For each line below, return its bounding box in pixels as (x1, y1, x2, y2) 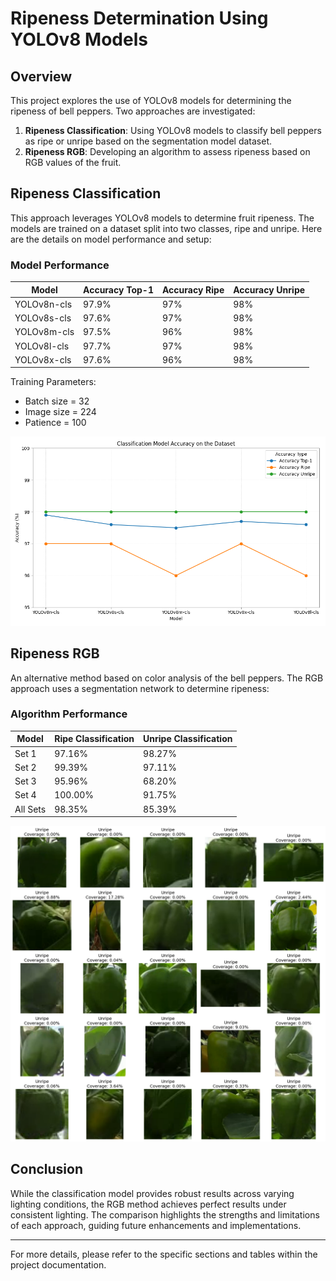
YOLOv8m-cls (14, 326, 75, 338)
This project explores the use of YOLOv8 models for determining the (10, 95, 292, 106)
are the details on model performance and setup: (10, 233, 212, 245)
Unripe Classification (143, 733, 233, 745)
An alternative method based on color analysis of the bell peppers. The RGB (10, 672, 324, 684)
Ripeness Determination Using (10, 7, 269, 30)
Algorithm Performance (10, 707, 128, 721)
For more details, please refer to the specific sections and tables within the (10, 1248, 318, 1260)
